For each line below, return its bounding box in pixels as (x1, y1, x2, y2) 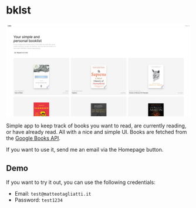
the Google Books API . (6, 135, 60, 142)
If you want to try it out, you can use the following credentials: (6, 179, 156, 186)
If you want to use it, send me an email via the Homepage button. (6, 146, 164, 153)
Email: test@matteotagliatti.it (14, 190, 92, 197)
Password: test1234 (14, 196, 63, 203)
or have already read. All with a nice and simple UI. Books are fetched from (6, 129, 187, 136)
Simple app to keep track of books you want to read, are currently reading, (6, 122, 187, 129)
